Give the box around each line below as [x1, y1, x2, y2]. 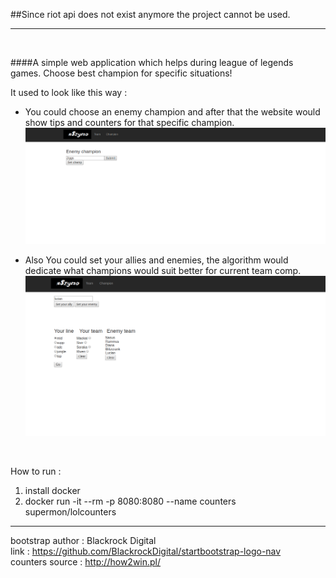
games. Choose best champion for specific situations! [10, 67, 233, 79]
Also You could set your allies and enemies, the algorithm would [24, 254, 289, 266]
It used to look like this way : [10, 87, 128, 98]
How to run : [10, 465, 62, 477]
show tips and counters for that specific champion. [24, 117, 235, 128]
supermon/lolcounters [24, 505, 117, 518]
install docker [24, 484, 81, 496]
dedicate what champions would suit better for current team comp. [24, 265, 302, 277]
